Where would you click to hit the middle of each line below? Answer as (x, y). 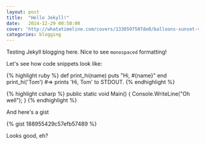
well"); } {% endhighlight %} (42, 101)
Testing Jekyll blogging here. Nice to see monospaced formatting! (87, 52)
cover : (15, 29)
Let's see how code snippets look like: (54, 64)
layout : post (23, 12)
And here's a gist (28, 112)
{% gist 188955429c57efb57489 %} (52, 124)
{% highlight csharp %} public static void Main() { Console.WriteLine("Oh (98, 94)
